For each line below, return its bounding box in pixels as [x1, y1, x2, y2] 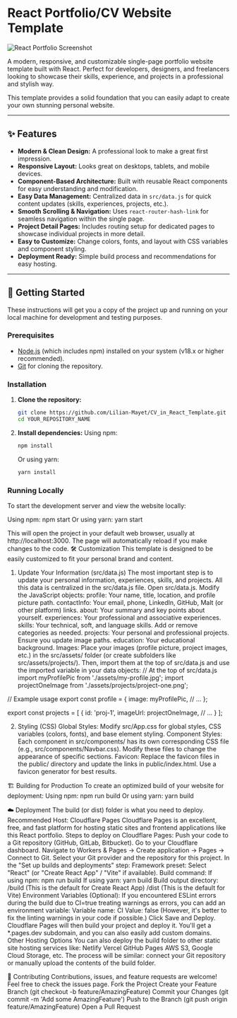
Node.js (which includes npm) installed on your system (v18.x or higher [17, 347, 224, 355]
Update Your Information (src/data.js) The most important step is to [17, 568, 214, 577]
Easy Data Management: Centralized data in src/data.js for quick [17, 192, 212, 200]
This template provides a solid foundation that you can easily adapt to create [7, 93, 230, 102]
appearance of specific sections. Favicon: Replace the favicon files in [17, 752, 220, 760]
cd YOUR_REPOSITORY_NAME [17, 416, 91, 423]
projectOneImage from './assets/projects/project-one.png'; [17, 681, 188, 689]
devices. [17, 169, 43, 178]
